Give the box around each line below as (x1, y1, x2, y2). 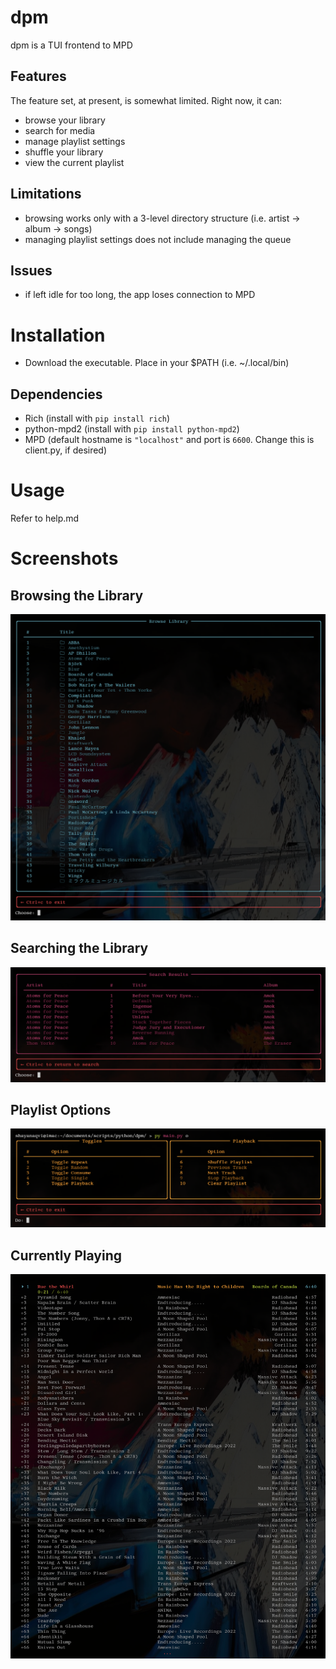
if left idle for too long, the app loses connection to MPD (24, 289, 256, 301)
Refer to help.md (10, 512, 80, 525)
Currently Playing (10, 1247, 123, 1264)
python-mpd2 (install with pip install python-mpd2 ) (24, 423, 240, 435)
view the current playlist (24, 156, 125, 168)
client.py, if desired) (24, 444, 108, 456)
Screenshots (10, 547, 119, 570)
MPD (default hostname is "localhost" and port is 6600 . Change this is (24, 434, 315, 446)
